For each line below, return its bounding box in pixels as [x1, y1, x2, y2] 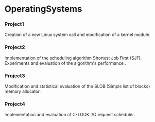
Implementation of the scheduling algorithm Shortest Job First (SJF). [4, 55, 142, 61]
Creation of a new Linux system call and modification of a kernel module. [4, 32, 151, 37]
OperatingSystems [4, 3, 82, 15]
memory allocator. [4, 88, 41, 94]
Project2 [4, 44, 25, 51]
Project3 [4, 72, 25, 79]
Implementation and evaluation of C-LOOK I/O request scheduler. [4, 112, 135, 118]
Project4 [4, 101, 25, 107]
